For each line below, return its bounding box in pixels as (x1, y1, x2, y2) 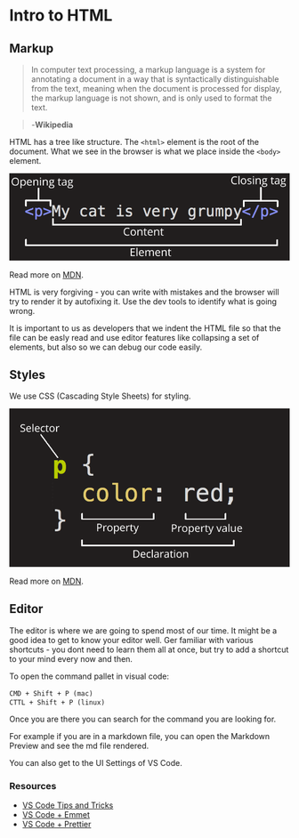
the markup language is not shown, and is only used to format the (30, 93, 272, 103)
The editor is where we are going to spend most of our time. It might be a (9, 624, 278, 636)
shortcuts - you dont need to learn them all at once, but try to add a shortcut (9, 644, 289, 655)
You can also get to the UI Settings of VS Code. (9, 757, 182, 768)
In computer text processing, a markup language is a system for (30, 64, 266, 75)
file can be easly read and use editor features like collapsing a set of (9, 332, 260, 342)
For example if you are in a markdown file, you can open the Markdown (9, 730, 271, 741)
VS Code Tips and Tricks (21, 800, 114, 810)
